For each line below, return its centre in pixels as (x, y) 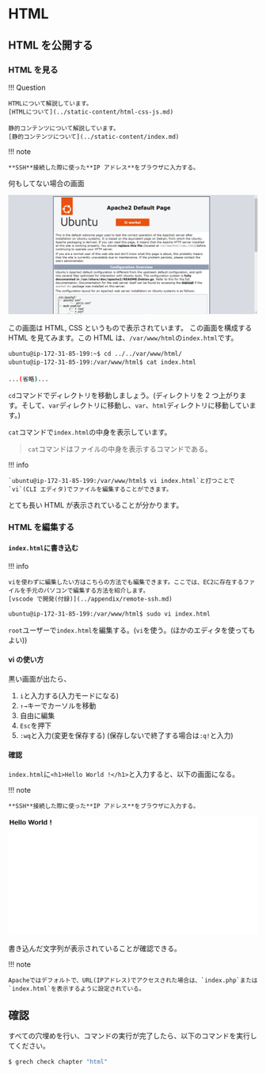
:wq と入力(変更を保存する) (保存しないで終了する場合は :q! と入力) (126, 735)
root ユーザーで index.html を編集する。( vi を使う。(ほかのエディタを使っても (132, 630)
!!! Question (27, 87)
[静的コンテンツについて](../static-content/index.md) (94, 137)
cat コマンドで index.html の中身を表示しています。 (90, 432)
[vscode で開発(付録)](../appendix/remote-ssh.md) (90, 599)
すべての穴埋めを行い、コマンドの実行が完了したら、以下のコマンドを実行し (133, 1036)
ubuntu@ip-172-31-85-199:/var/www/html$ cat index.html (102, 362)
